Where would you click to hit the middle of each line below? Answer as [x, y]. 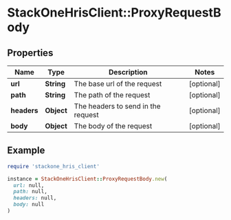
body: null [29, 205]
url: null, [29, 185]
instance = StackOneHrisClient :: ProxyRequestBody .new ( [87, 179]
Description [128, 72]
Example [26, 151]
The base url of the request [118, 84]
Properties [30, 53]
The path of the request [112, 95]
